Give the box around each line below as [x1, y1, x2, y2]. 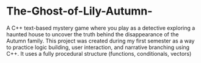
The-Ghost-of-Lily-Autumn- [6, 4, 153, 18]
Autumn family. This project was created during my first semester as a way [6, 37, 195, 44]
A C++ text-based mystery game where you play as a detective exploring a [6, 24, 196, 31]
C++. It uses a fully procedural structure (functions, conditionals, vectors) [6, 50, 192, 57]
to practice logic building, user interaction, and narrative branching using [6, 44, 190, 51]
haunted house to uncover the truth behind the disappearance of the [6, 30, 179, 38]
